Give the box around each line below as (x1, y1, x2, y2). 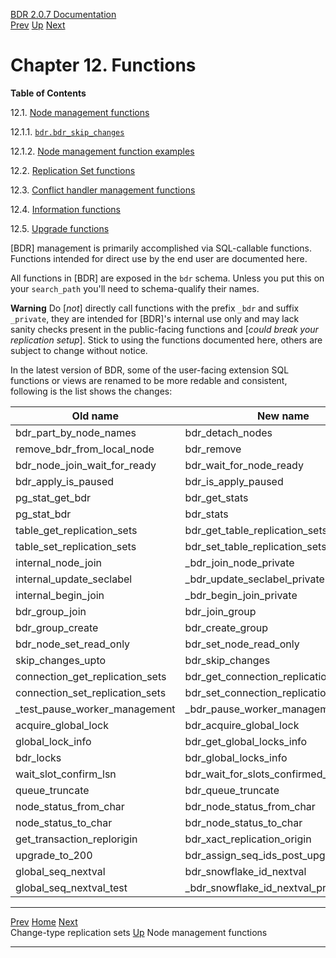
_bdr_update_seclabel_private (184, 572, 325, 586)
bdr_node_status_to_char (184, 815, 303, 829)
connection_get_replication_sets (15, 669, 167, 683)
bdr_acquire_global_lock (184, 718, 300, 732)
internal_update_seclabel (15, 572, 133, 586)
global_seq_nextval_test (15, 880, 128, 894)
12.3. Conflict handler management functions (10, 184, 196, 196)
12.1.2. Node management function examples (10, 145, 195, 157)
